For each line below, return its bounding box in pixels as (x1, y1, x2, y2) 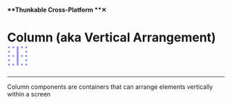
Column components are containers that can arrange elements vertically (7, 83, 213, 91)
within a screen (7, 90, 51, 98)
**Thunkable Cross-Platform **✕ (7, 6, 107, 14)
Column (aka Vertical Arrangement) (7, 30, 216, 45)
